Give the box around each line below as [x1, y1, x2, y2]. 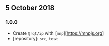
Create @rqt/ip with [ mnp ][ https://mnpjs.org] [12, 30, 104, 36]
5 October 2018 [5, 4, 55, 12]
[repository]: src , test [12, 35, 59, 41]
